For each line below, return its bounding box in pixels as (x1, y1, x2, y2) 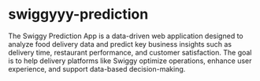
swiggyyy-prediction (8, 5, 149, 23)
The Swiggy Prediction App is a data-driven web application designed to (8, 31, 243, 40)
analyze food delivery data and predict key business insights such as (8, 39, 232, 48)
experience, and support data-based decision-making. (8, 64, 186, 73)
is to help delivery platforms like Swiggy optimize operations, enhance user (8, 56, 252, 65)
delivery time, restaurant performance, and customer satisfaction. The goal (8, 48, 252, 57)
